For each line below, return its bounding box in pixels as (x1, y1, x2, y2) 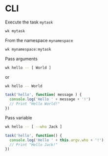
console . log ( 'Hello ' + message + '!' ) (9, 97, 91, 102)
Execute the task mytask (5, 19, 53, 25)
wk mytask (5, 28, 25, 33)
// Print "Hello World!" (9, 101, 60, 107)
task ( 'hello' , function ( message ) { (5, 92, 82, 97)
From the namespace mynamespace (5, 37, 73, 43)
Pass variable (5, 114, 32, 120)
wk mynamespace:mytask (5, 47, 51, 52)
